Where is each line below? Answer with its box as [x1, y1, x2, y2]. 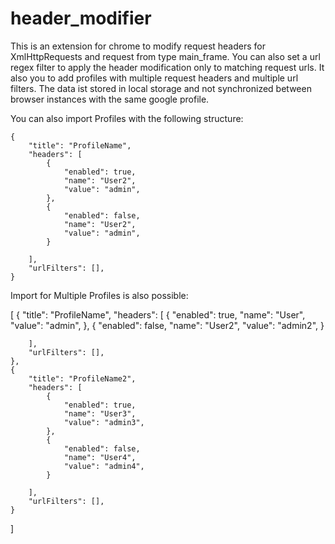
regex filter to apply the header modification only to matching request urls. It [10, 61, 325, 73]
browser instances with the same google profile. [10, 93, 210, 105]
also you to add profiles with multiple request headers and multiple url [10, 72, 299, 84]
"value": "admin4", [63, 461, 145, 471]
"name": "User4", [63, 452, 137, 462]
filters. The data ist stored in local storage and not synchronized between [10, 82, 312, 94]
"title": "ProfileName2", [28, 373, 137, 384]
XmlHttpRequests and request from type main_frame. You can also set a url [10, 50, 321, 62]
